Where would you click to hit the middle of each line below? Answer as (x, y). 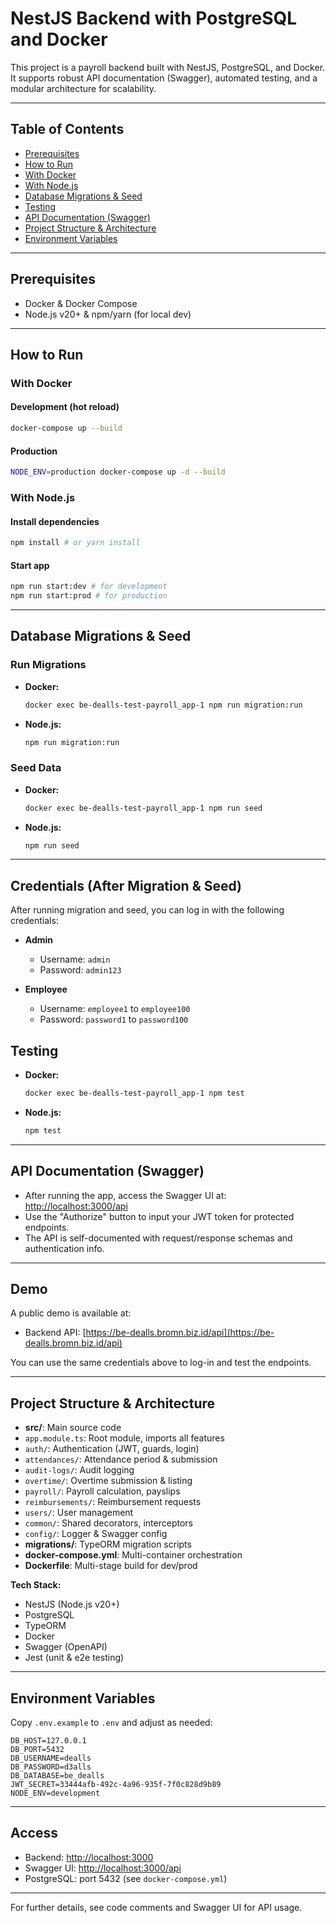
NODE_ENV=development (55, 1793)
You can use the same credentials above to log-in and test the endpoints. (161, 1363)
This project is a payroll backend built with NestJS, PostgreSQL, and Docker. (168, 67)
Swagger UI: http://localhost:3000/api (103, 1868)
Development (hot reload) (65, 407)
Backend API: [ (55, 1333)
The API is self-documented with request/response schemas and (158, 1238)
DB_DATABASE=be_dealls (57, 1776)
